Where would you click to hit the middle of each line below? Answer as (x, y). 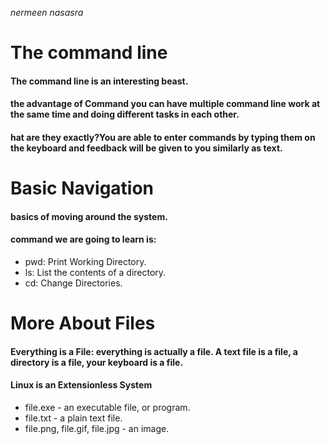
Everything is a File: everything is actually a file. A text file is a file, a (154, 351)
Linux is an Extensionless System (81, 385)
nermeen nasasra (47, 12)
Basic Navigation (82, 188)
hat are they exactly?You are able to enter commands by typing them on (163, 137)
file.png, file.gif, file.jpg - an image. (97, 428)
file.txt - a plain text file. (73, 418)
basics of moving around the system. (89, 216)
